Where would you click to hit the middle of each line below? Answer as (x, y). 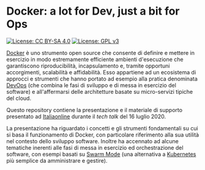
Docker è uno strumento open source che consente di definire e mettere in (100, 52)
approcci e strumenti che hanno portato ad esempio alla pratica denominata (102, 79)
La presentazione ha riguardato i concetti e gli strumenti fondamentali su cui (102, 128)
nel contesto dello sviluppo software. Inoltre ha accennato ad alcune (92, 141)
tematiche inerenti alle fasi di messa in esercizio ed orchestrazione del (95, 147)
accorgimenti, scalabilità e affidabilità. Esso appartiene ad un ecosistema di (101, 72)
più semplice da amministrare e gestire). (57, 160)
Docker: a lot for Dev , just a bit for (93, 11)
